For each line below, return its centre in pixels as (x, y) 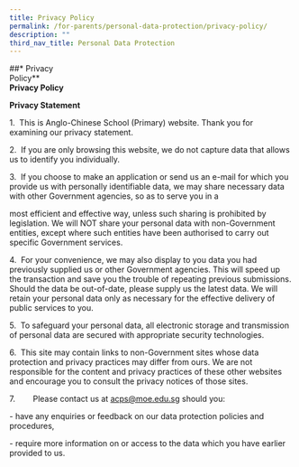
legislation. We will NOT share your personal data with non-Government (142, 223)
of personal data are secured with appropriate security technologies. (137, 335)
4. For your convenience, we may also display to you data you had (133, 260)
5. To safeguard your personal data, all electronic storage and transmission (149, 325)
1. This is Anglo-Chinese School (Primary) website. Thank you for (131, 123)
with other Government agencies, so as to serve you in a (114, 196)
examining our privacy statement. (71, 133)
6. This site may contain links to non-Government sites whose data (134, 352)
